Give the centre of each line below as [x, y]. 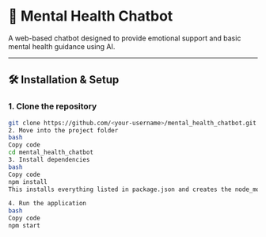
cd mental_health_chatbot [51, 153]
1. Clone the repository [53, 106]
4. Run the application [47, 204]
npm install [28, 182]
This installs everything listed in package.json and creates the [120, 189]
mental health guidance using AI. [62, 46]
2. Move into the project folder [63, 130]
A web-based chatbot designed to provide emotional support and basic [125, 38]
